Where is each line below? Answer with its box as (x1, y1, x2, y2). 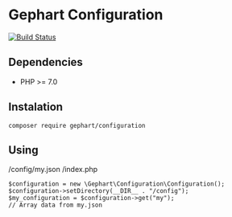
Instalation (8, 100, 63, 114)
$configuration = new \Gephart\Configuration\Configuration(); (8, 180, 226, 188)
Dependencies (8, 55, 83, 69)
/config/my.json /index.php (8, 165, 98, 174)
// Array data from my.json (8, 201, 103, 210)
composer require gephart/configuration (8, 121, 147, 129)
